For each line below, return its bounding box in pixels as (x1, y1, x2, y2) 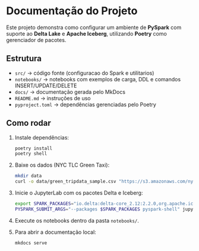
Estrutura (6, 53, 42, 63)
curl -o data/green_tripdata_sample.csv (14, 179, 116, 185)
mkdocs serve (14, 240, 48, 246)
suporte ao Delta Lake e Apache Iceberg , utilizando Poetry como (6, 30, 168, 37)
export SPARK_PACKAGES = (14, 201, 74, 207)
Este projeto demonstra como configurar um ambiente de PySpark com (6, 24, 182, 31)
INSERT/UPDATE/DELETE (14, 82, 77, 89)
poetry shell (14, 151, 48, 157)
